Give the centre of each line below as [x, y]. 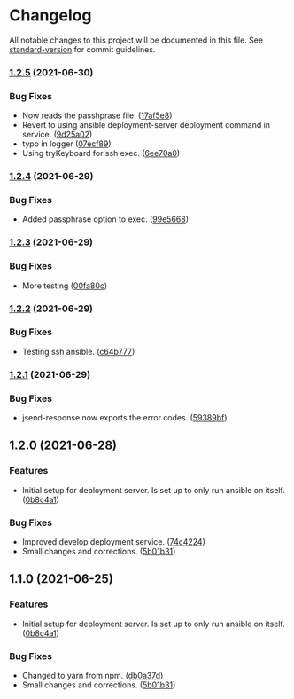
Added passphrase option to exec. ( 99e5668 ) [105, 219]
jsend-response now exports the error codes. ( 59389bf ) [124, 418]
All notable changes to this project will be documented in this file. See [136, 40]
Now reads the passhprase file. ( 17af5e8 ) [97, 115]
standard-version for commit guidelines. [82, 49]
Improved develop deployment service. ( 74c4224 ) [113, 542]
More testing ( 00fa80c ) [65, 286]
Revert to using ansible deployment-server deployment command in [146, 125]
